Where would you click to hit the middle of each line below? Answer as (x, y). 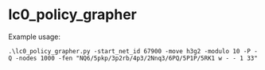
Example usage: (35, 37)
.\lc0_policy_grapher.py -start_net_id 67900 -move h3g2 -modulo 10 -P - (133, 51)
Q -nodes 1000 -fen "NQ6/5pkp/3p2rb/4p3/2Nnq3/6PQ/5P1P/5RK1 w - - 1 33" (133, 58)
